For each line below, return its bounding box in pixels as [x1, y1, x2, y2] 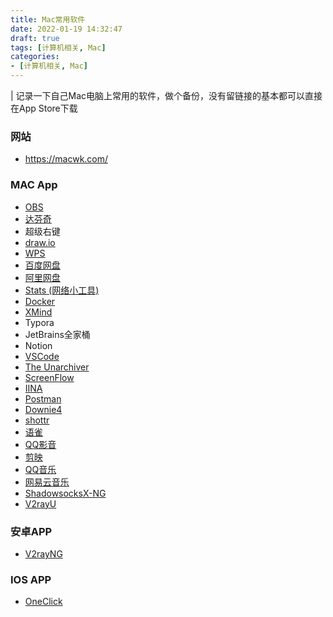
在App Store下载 [10, 102, 78, 114]
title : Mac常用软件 [10, 14, 86, 25]
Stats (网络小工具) [24, 284, 100, 296]
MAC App [10, 178, 58, 192]
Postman [24, 392, 62, 405]
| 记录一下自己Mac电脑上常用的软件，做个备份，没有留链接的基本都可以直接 [10, 90, 323, 101]
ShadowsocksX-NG [24, 487, 107, 499]
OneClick [24, 596, 63, 608]
